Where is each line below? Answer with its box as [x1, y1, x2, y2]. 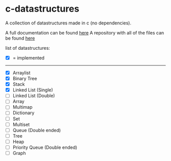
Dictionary [12, 110, 35, 116]
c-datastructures [5, 3, 80, 15]
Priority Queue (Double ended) [12, 144, 77, 150]
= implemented [12, 54, 45, 61]
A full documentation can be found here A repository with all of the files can [5, 29, 164, 36]
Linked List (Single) [12, 87, 53, 93]
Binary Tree [12, 76, 37, 82]
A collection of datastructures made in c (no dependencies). [5, 20, 131, 26]
